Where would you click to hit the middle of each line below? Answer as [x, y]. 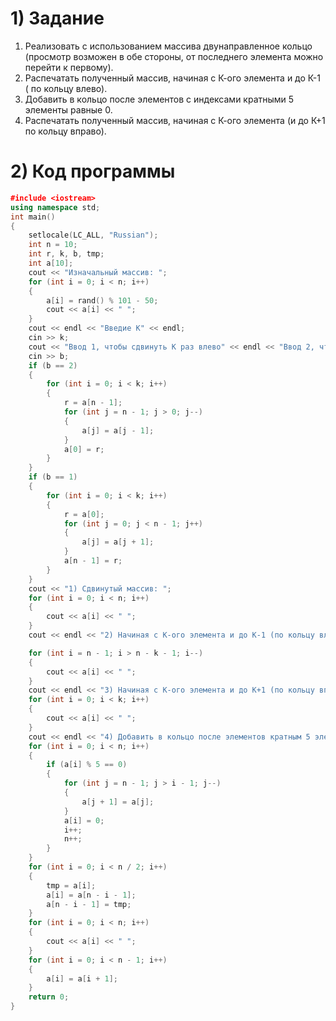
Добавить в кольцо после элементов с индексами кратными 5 [159, 99]
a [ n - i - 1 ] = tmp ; [89, 904]
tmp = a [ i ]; [71, 885]
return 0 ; [49, 997]
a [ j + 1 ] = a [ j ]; [118, 802]
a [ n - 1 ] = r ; [93, 561]
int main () [33, 217]
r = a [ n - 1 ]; [93, 403]
